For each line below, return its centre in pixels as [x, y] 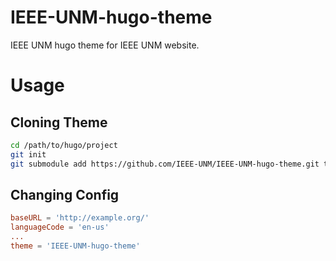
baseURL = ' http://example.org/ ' [80, 218]
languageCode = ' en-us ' [60, 227]
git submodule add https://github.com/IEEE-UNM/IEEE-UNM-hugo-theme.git [165, 164]
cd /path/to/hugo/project [64, 145]
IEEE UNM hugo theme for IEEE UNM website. [105, 45]
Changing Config [65, 194]
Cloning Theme [59, 122]
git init [28, 154]
